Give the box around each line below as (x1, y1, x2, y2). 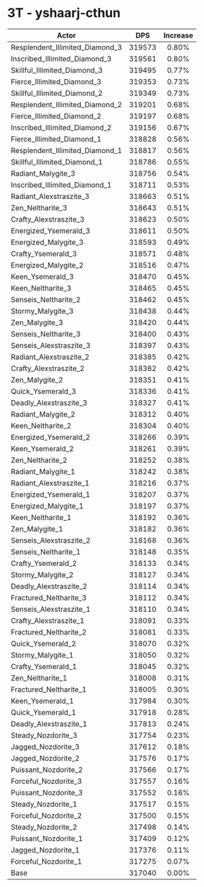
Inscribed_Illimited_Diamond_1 (11, 180, 112, 190)
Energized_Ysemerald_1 (11, 489, 91, 499)
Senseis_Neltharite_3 (11, 329, 81, 339)
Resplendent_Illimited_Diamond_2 (11, 99, 122, 109)
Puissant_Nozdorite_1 (11, 833, 83, 843)
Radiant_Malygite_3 (11, 168, 76, 178)
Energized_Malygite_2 (11, 260, 84, 270)
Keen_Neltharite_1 (11, 512, 72, 522)
